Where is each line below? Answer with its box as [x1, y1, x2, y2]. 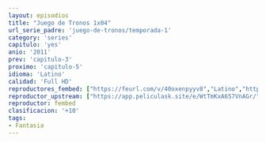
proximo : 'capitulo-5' [8, 63, 83, 71]
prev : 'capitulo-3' [8, 56, 73, 64]
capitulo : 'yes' [8, 41, 62, 49]
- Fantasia [8, 121, 44, 129]
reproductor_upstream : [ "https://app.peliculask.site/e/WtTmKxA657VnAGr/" [8, 92, 260, 100]
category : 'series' [8, 33, 73, 42]
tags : [8, 114, 26, 122]
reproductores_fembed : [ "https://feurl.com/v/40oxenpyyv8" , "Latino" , [8, 84, 243, 93]
